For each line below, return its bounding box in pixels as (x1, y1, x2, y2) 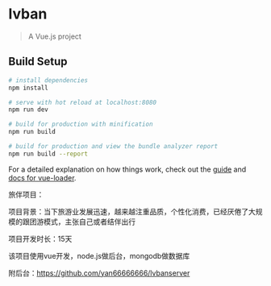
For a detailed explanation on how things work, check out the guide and (8, 164, 247, 174)
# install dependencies (8, 76, 89, 85)
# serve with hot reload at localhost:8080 (8, 98, 157, 106)
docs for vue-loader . (8, 172, 77, 182)
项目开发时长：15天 (8, 234, 73, 243)
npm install (8, 84, 48, 92)
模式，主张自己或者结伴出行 (43, 217, 135, 226)
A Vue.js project (27, 31, 82, 41)
